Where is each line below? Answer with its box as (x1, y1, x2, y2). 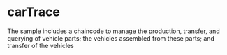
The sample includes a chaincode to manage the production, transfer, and (7, 27, 220, 35)
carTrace (7, 4, 61, 20)
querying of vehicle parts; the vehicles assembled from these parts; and (7, 34, 215, 42)
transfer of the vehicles (7, 41, 75, 49)
